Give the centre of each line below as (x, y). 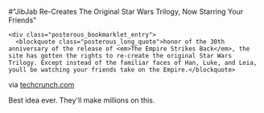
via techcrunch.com (41, 85)
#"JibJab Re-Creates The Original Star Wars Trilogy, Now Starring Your (126, 12)
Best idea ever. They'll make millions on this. (82, 100)
